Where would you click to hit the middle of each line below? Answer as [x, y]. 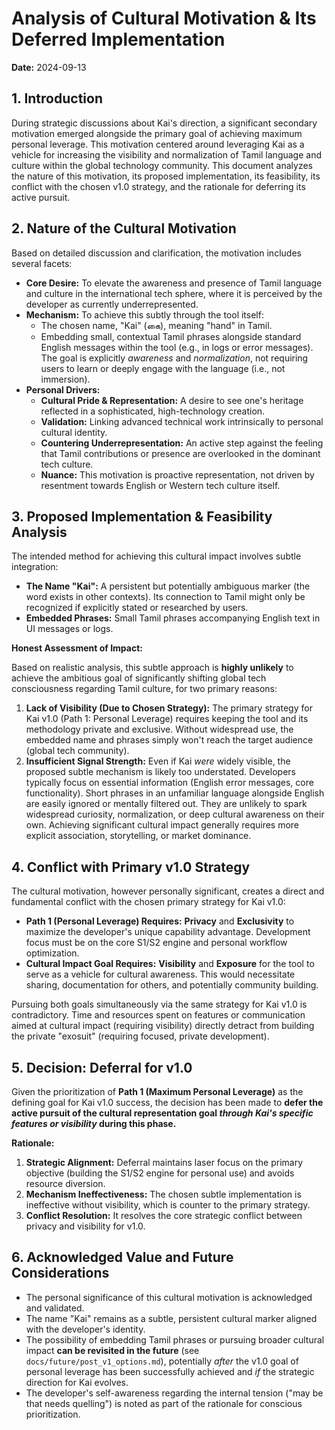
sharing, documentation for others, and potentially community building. [172, 985]
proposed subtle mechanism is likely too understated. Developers [160, 772]
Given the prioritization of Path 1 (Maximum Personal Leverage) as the [157, 1091]
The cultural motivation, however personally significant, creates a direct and [168, 891]
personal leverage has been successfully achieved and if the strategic [170, 1371]
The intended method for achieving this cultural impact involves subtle [156, 556]
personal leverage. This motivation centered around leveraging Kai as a [158, 144]
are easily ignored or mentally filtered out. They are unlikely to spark [166, 804]
